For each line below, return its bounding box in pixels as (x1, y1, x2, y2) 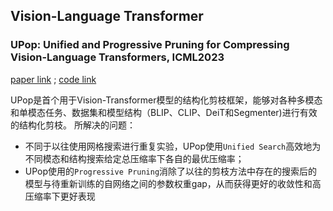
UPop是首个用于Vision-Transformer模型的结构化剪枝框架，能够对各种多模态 (10, 94, 323, 106)
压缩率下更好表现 (24, 190, 96, 202)
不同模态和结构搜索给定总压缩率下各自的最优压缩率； (24, 152, 245, 164)
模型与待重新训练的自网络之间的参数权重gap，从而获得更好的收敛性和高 (24, 177, 322, 189)
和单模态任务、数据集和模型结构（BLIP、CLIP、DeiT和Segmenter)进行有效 (10, 106, 318, 118)
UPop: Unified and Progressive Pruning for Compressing (10, 38, 290, 52)
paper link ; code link (10, 73, 97, 85)
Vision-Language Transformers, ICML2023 (10, 50, 225, 64)
